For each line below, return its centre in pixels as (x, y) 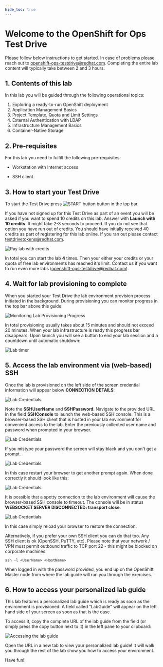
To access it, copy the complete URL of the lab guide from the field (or (76, 622)
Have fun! (15, 660)
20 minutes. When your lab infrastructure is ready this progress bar (72, 330)
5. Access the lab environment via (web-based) (79, 365)
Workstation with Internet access (45, 167)
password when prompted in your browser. (48, 430)
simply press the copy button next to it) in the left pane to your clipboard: (78, 626)
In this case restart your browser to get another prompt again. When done (79, 473)
